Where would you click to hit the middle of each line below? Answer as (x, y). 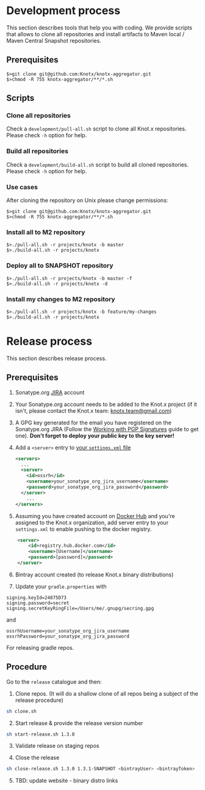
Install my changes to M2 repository (61, 299)
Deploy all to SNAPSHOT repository (60, 266)
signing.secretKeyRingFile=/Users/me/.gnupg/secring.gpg (80, 608)
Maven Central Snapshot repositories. (54, 40)
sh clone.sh (21, 711)
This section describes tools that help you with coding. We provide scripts (99, 28)
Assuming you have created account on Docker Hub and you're (95, 516)
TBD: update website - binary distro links (67, 781)
